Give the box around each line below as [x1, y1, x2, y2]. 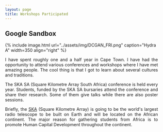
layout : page [5, 7, 32, 12]
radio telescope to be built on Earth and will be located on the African [5, 112, 158, 117]
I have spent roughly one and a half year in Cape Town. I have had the [5, 57, 158, 63]
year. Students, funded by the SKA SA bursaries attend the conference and [5, 87, 158, 92]
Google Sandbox [5, 29, 57, 38]
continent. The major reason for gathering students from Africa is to [5, 117, 158, 122]
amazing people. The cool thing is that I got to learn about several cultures [5, 67, 158, 73]
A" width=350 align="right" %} [5, 47, 67, 53]
